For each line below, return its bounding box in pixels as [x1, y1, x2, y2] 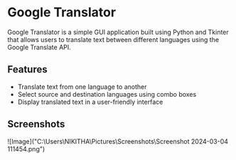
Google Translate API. [7, 43, 71, 51]
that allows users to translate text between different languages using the [7, 35, 219, 43]
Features [7, 63, 48, 75]
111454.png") [7, 144, 45, 153]
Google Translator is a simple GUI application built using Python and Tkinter [7, 28, 229, 36]
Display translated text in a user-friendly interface [17, 97, 163, 106]
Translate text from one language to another [17, 82, 147, 91]
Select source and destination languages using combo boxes [17, 90, 197, 98]
